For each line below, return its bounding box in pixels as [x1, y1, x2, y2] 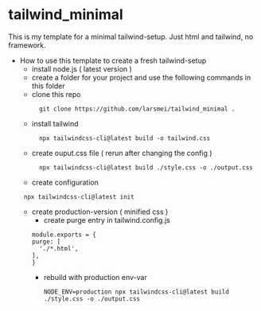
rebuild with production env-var [43, 272, 147, 282]
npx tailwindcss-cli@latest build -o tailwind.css [38, 134, 211, 142]
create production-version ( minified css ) [31, 207, 169, 216]
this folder [31, 81, 65, 91]
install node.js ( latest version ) [31, 64, 133, 73]
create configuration [31, 177, 99, 187]
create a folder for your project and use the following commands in [31, 72, 251, 82]
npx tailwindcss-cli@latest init [23, 192, 134, 200]
